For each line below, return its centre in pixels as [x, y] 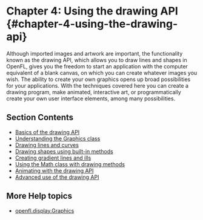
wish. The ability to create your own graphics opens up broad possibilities [98, 79]
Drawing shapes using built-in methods [64, 151]
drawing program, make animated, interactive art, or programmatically [94, 92]
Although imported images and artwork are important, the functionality [95, 53]
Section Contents [40, 118]
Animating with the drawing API [54, 170]
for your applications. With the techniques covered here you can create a [98, 85]
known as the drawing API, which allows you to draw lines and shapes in [97, 60]
